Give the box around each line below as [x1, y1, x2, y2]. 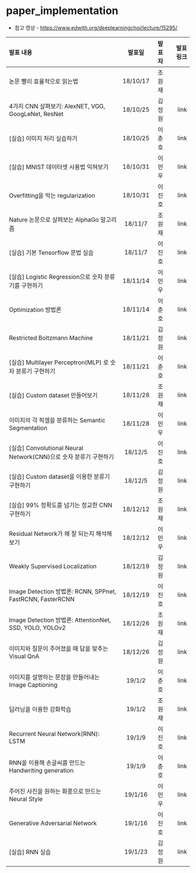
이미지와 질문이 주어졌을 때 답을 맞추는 [9, 644, 108, 652]
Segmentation [9, 423, 48, 432]
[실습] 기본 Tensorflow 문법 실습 [9, 248, 94, 256]
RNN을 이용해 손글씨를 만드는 [9, 758, 86, 766]
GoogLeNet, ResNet [9, 109, 64, 118]
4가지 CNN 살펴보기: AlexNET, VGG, [9, 102, 106, 110]
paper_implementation [6, 4, 118, 18]
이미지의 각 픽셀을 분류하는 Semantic [9, 416, 106, 424]
